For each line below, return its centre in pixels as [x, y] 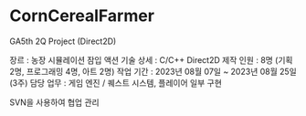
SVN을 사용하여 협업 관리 [54, 102]
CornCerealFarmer [82, 16]
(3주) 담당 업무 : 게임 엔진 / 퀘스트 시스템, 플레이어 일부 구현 [116, 82]
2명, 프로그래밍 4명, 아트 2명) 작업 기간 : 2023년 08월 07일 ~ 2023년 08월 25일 [153, 71]
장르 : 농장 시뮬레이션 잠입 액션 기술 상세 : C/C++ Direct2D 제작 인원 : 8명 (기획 [151, 59]
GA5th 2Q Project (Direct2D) [63, 41]
